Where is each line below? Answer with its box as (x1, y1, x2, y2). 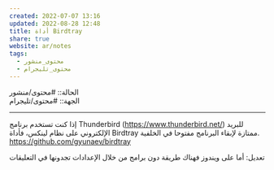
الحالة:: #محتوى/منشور (9, 87, 80, 97)
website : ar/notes (9, 42, 72, 50)
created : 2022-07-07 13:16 (9, 11, 101, 20)
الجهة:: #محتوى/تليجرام (9, 95, 80, 106)
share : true (9, 34, 50, 43)
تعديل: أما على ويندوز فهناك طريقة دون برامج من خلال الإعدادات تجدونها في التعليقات (9, 152, 265, 162)
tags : (9, 50, 28, 58)
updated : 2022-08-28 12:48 (9, 20, 101, 28)
